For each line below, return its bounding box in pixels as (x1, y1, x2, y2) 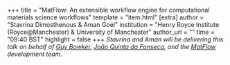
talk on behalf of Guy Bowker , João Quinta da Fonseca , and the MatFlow (7, 43, 216, 50)
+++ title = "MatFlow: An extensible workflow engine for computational (7, 6, 210, 14)
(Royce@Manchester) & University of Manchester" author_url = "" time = (7, 28, 215, 36)
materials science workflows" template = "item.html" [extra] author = (7, 13, 204, 21)
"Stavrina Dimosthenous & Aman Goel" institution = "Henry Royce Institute (7, 21, 220, 28)
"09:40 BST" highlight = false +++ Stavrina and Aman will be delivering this (7, 35, 224, 44)
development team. (7, 50, 62, 58)
